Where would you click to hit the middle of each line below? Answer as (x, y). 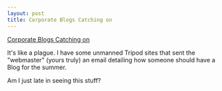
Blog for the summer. (37, 67)
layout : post (26, 13)
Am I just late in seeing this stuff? (54, 80)
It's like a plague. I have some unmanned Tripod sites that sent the (101, 53)
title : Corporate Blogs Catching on (60, 20)
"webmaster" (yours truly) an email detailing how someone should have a (111, 60)
